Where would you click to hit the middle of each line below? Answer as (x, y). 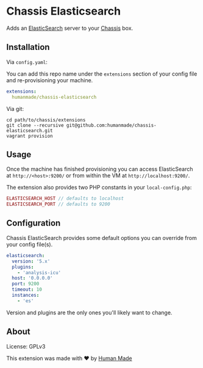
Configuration (34, 223)
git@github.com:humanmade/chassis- (111, 125)
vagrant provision (30, 136)
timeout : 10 (27, 290)
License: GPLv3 (26, 346)
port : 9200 (26, 284)
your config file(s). (30, 244)
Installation (28, 47)
